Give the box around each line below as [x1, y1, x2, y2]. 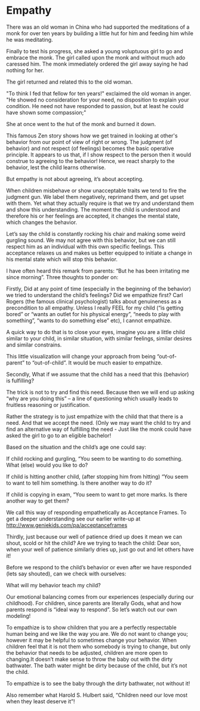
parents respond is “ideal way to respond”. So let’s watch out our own [6, 606, 177, 613]
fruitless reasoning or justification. [6, 401, 91, 408]
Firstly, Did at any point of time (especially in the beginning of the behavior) [6, 285, 191, 292]
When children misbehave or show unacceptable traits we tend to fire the [6, 186, 187, 194]
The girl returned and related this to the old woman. [6, 78, 133, 85]
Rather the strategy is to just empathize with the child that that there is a [6, 413, 183, 420]
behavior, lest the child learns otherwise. [6, 164, 106, 171]
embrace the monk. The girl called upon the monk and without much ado [6, 54, 186, 61]
